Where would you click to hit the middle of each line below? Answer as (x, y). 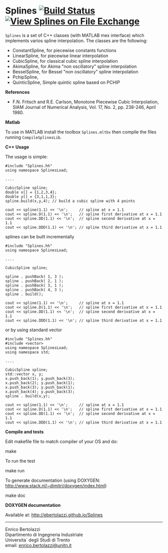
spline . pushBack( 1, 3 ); (34, 276)
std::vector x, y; (24, 374)
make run (15, 470)
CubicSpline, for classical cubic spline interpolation (65, 61)
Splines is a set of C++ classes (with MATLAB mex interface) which (75, 35)
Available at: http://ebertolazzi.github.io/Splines (54, 515)
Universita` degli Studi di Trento (38, 540)
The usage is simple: (26, 157)
